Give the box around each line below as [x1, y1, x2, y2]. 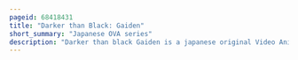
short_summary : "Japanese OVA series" [9, 29, 153, 38]
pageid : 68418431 [9, 12, 74, 22]
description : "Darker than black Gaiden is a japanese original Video [9, 37, 276, 47]
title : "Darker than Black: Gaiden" [9, 21, 145, 30]
